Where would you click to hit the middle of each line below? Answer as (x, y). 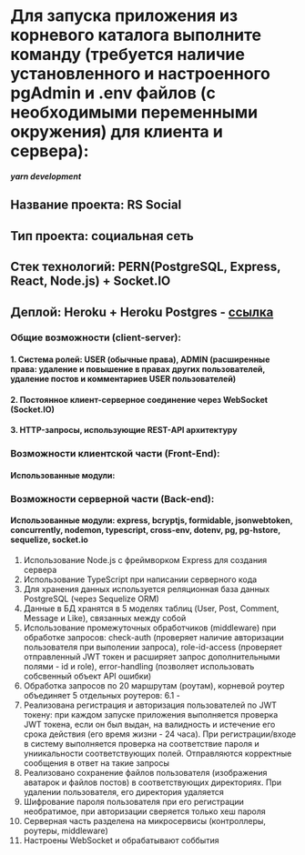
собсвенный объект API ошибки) (87, 676)
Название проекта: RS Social (96, 205)
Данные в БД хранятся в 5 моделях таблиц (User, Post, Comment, (151, 608)
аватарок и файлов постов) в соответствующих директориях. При (152, 782)
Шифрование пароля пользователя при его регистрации (133, 801)
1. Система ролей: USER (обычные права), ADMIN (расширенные (140, 359)
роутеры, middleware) (66, 830)
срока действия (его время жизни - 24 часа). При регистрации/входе (160, 734)
